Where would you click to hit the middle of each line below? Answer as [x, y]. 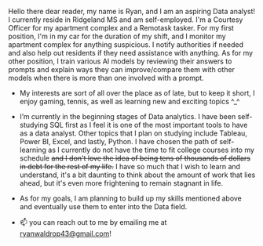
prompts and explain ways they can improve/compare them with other [122, 69]
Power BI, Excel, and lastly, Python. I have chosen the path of [119, 141]
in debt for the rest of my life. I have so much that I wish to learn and [130, 166]
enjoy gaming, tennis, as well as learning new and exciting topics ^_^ [130, 101]
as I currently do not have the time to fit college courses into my [152, 150]
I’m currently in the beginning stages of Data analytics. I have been [128, 116]
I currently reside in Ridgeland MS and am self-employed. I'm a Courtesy [126, 20]
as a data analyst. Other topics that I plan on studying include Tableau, [133, 133]
